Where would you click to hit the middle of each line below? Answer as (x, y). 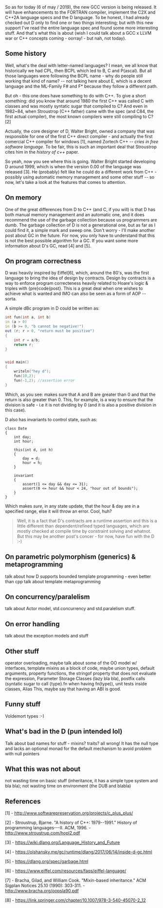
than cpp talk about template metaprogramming (53, 581)
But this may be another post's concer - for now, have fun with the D (86, 536)
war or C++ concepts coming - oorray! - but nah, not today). (66, 38)
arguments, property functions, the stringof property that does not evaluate (81, 673)
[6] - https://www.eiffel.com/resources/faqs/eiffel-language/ (66, 871)
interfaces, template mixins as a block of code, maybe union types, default (80, 668)
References (23, 801)
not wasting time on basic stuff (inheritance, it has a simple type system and (81, 781)
